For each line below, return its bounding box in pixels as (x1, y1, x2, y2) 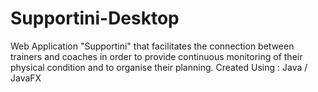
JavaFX (10, 72, 42, 84)
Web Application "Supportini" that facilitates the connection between (10, 40, 295, 52)
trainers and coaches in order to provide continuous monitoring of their (10, 50, 303, 62)
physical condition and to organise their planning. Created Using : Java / (10, 61, 308, 73)
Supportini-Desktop (10, 7, 180, 30)
